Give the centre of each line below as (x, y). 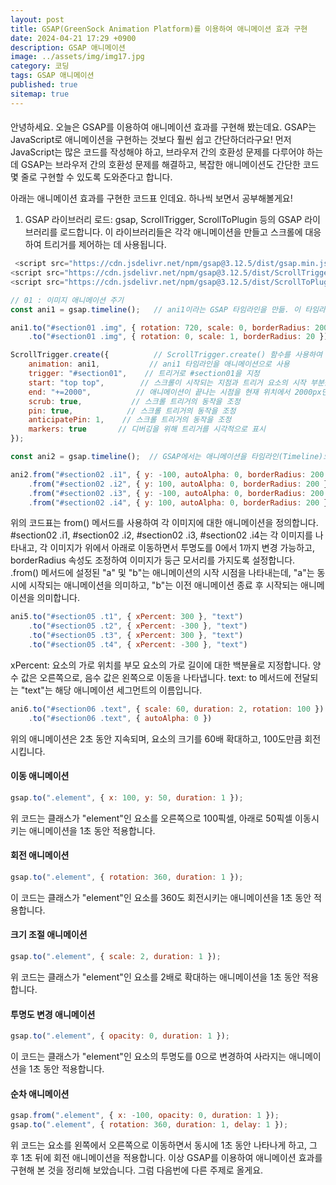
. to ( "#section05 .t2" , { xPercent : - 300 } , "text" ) (138, 626)
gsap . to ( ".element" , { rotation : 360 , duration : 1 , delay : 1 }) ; (149, 1125)
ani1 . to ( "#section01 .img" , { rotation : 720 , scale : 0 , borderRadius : (160, 327)
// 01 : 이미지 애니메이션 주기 (67, 300)
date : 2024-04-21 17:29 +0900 (73, 38)
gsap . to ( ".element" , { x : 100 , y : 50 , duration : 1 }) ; (127, 797)
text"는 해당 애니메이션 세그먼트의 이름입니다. (113, 690)
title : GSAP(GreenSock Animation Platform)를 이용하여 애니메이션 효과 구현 (159, 29)
